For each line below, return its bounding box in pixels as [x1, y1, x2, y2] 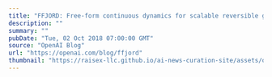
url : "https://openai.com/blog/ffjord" [8, 49, 143, 57]
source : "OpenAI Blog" [8, 42, 85, 50]
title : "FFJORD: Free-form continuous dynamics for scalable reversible [8, 11, 259, 20]
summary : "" [8, 26, 49, 34]
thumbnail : [8, 57, 45, 65]
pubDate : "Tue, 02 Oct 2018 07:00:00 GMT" [8, 34, 154, 43]
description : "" [8, 19, 63, 27]
